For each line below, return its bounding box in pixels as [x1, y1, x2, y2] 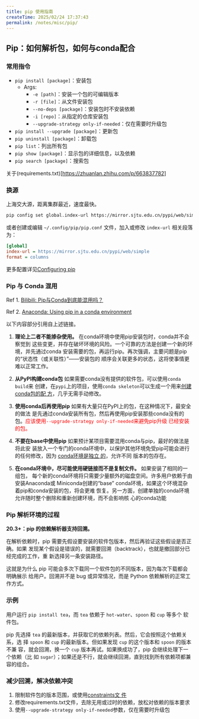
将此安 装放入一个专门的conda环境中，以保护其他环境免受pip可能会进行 [14, 445, 190, 452]
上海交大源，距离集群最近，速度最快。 [6, 201, 99, 208]
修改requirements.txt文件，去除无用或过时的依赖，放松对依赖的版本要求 [14, 699, 191, 706]
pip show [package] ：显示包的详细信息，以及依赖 [14, 150, 136, 157]
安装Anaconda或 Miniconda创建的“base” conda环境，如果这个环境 [14, 480, 178, 487]
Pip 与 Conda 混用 [6, 282, 58, 290]
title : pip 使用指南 [6, 8, 53, 15]
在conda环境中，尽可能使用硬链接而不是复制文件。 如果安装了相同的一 [14, 465, 188, 472]
